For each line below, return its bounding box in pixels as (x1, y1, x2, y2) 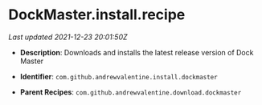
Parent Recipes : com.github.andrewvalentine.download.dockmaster (19, 87, 242, 97)
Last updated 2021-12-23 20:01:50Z (8, 32, 128, 42)
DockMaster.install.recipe (8, 6, 186, 24)
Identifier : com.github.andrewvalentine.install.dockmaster (19, 71, 219, 81)
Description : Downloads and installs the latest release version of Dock (19, 47, 254, 57)
